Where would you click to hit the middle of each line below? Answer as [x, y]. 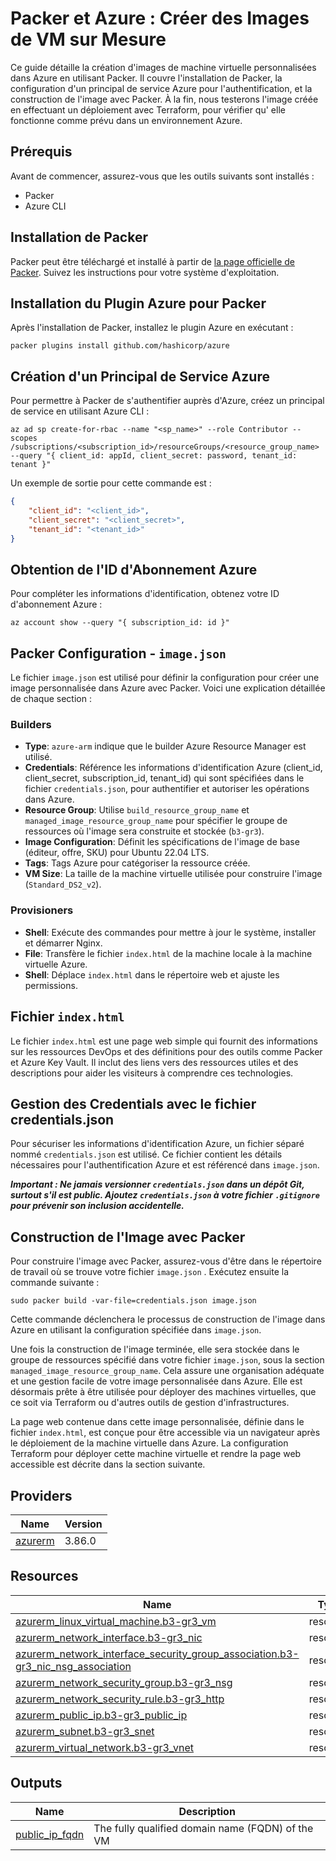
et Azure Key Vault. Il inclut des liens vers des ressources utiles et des [154, 1062]
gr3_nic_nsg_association [73, 1666]
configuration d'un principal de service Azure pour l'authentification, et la [161, 88]
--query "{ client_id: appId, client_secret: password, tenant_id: [154, 456]
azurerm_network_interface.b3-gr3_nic [109, 1637]
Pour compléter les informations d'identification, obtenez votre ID [145, 594]
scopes [24, 438]
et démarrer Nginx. [63, 943]
